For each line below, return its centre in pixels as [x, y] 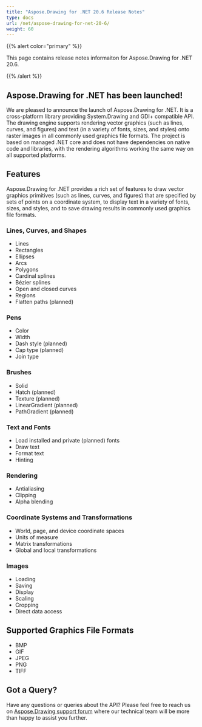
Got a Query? [32, 690]
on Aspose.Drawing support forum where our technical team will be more [98, 711]
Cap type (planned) [39, 350]
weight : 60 [20, 29]
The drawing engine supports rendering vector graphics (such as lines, [95, 123]
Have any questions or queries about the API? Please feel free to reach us [99, 705]
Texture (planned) [37, 398]
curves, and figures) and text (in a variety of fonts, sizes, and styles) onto [98, 129]
